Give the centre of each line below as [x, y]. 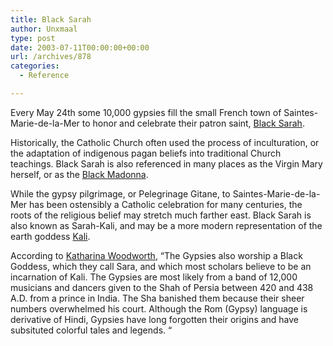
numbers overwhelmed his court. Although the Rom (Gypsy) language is [159, 308]
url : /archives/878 [51, 57]
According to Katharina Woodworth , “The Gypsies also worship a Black [156, 255]
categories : [35, 66]
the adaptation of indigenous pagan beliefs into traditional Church [146, 153]
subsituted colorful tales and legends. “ [91, 330]
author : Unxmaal [44, 29]
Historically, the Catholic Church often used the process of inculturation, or [165, 142]
